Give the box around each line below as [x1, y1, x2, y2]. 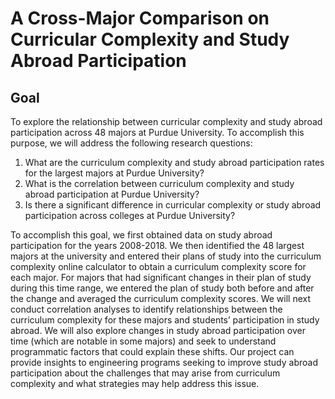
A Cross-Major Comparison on [10, 7, 270, 30]
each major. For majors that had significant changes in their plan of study [10, 272, 312, 283]
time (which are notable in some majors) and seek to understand [10, 335, 277, 347]
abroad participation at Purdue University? [24, 188, 200, 200]
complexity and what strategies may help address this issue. [10, 378, 260, 389]
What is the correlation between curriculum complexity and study [24, 178, 295, 189]
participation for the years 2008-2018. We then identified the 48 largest [10, 240, 305, 251]
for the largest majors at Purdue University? [24, 167, 205, 179]
